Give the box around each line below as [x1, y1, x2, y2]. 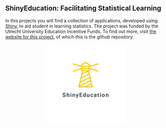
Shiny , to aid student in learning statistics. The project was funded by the [5, 23, 159, 29]
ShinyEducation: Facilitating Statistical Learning [5, 4, 161, 13]
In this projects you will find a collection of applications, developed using [5, 17, 158, 23]
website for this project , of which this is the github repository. [5, 34, 134, 40]
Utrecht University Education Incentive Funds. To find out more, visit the [5, 28, 157, 35]
